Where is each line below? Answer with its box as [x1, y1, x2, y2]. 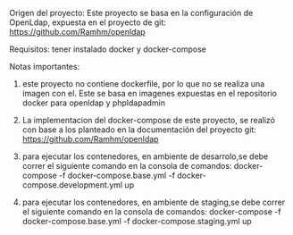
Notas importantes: [9, 62, 80, 71]
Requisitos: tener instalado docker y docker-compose [9, 44, 207, 55]
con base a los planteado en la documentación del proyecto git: [21, 124, 256, 135]
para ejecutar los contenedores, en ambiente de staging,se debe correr [21, 197, 286, 207]
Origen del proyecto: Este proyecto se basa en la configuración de [9, 8, 254, 18]
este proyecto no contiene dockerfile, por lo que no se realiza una [21, 79, 265, 88]
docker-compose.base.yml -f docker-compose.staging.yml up [21, 216, 252, 226]
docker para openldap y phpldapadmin [21, 97, 165, 108]
